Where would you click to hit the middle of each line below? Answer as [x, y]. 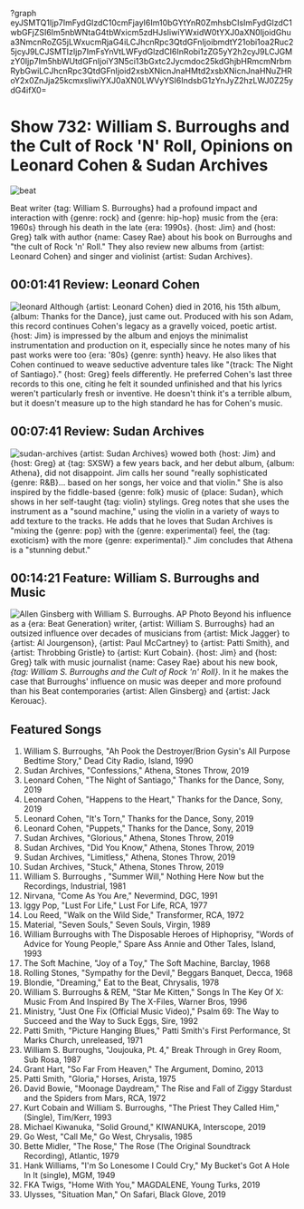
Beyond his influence [252, 614]
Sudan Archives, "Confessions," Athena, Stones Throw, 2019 [136, 771]
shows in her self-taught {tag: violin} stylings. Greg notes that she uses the [150, 502]
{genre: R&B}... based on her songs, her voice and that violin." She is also [147, 482]
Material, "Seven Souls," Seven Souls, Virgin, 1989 [117, 925]
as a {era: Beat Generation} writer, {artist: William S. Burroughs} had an [142, 624]
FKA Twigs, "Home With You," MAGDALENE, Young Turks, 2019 [142, 1185]
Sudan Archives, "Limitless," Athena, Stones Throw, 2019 [129, 857]
